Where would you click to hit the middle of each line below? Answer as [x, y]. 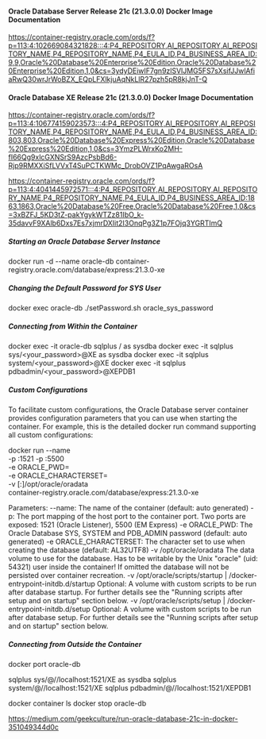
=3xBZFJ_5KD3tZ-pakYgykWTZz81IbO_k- [76, 215]
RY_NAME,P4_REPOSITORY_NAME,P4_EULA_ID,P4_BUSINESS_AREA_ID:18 [132, 198]
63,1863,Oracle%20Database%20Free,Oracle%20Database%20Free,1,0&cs [132, 206]
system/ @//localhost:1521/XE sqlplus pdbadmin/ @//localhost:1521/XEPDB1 [130, 688]
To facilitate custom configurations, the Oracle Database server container [128, 410]
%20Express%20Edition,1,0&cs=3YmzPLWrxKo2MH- [95, 149]
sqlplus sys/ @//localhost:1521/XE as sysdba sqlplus [93, 679]
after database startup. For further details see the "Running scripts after [126, 592]
